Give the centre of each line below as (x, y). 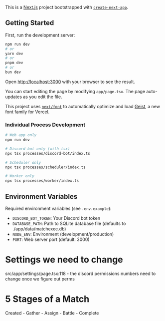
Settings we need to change (64, 260)
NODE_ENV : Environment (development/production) (63, 234)
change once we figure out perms (40, 279)
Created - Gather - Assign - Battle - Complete (52, 313)
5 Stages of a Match (47, 299)
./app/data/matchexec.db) (39, 229)
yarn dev (14, 54)
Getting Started (30, 23)
